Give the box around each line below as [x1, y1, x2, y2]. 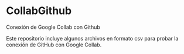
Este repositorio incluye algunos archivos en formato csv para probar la [6, 35, 179, 42]
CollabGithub [6, 4, 72, 18]
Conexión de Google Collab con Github [6, 23, 101, 31]
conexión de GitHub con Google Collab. [6, 41, 102, 48]
